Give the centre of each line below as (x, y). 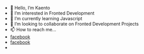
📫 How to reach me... (33, 30)
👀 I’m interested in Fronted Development (52, 13)
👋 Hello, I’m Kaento (30, 8)
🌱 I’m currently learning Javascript (46, 18)
